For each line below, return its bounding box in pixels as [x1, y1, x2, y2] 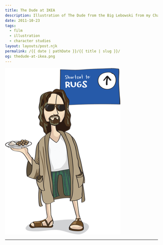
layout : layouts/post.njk [5, 44, 57, 49]
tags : [5, 23, 16, 28]
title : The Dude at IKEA [5, 8, 55, 13]
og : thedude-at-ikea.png [5, 54, 55, 59]
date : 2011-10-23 [5, 18, 40, 23]
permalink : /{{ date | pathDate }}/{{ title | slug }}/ [5, 49, 120, 53]
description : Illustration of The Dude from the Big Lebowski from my [5, 13, 151, 18]
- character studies [9, 39, 51, 44]
